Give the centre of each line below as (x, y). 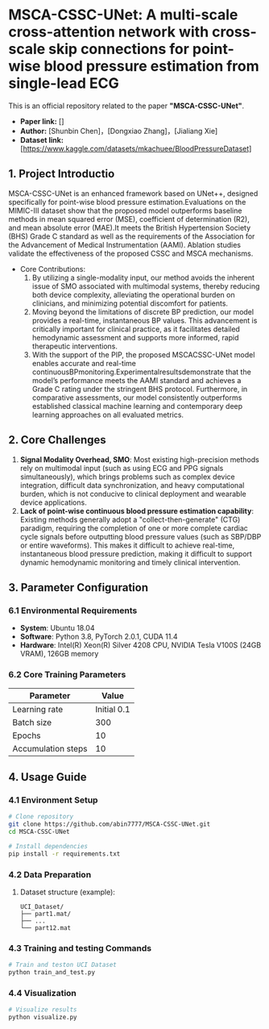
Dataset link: (42, 140)
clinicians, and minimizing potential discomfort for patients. (130, 303)
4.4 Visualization (42, 993)
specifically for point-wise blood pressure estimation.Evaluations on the (127, 202)
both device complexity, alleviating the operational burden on (133, 294)
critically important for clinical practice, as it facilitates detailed (136, 329)
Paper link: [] (42, 121)
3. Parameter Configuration (79, 587)
